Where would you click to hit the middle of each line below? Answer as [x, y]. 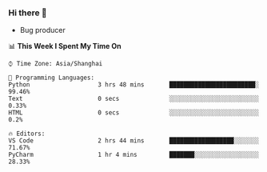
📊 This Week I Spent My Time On [65, 46]
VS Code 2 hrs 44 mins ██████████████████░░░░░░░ [134, 141]
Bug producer [43, 30]
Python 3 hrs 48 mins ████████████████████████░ [134, 85]
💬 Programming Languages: [51, 78]
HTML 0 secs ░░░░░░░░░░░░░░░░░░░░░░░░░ [134, 113]
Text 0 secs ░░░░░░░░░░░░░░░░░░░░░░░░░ [134, 99]
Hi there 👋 [28, 13]
